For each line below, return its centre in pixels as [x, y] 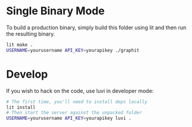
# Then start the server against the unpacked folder [74, 113]
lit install [21, 107]
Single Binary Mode [56, 11]
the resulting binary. [31, 33]
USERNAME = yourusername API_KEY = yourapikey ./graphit [73, 50]
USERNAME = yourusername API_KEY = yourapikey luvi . [69, 118]
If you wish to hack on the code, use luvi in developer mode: [80, 91]
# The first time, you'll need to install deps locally [77, 102]
